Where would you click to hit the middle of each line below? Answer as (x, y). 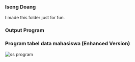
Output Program (25, 31)
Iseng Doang (20, 7)
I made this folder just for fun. (35, 18)
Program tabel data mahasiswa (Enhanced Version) (67, 44)
